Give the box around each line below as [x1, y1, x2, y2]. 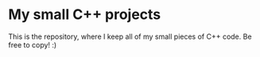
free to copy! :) [8, 40, 57, 49]
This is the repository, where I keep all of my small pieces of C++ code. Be [8, 32, 252, 41]
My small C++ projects [8, 6, 161, 24]
